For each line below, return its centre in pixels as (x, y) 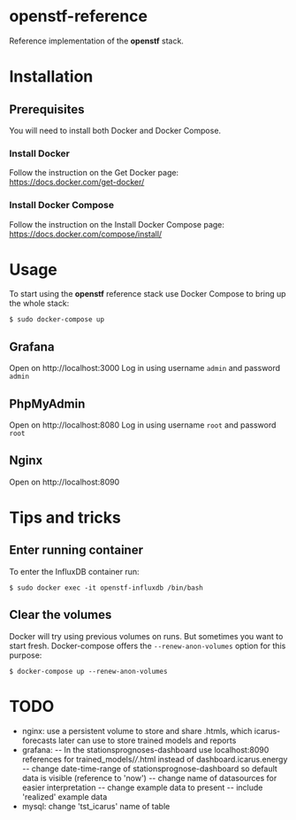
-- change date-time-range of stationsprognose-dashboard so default (150, 769)
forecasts (39, 740)
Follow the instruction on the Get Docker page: (94, 173)
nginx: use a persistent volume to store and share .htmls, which (137, 731)
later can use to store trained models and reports (148, 740)
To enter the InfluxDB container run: (74, 571)
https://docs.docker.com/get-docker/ (77, 182)
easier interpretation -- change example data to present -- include (142, 787)
